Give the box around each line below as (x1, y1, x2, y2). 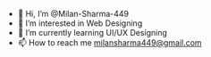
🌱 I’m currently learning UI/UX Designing (17, 28, 168, 37)
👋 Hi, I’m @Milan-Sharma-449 (17, 9, 130, 19)
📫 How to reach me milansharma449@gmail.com (17, 37, 203, 48)
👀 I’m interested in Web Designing (17, 18, 143, 28)
